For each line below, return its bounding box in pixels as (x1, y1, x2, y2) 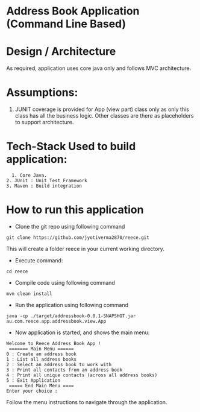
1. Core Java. (11, 173, 47, 179)
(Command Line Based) (6, 17, 127, 31)
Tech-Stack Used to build (6, 140, 136, 153)
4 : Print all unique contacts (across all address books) (6, 372, 158, 378)
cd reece (6, 268, 28, 274)
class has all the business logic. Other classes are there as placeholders (14, 112, 194, 119)
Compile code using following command (14, 279, 116, 286)
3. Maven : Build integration (6, 183, 83, 189)
